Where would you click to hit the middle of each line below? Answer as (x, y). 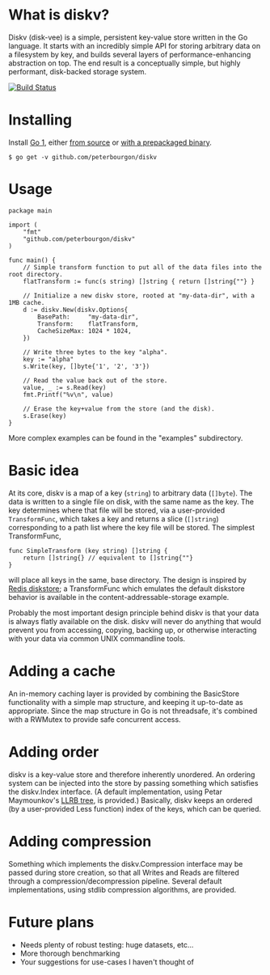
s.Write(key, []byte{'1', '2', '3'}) (86, 366)
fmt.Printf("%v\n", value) (68, 395)
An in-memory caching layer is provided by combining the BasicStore (124, 694)
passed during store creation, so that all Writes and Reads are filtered (124, 872)
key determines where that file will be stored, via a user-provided (116, 510)
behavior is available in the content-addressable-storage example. (119, 597)
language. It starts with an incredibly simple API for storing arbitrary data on (135, 45)
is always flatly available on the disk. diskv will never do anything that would (135, 621)
